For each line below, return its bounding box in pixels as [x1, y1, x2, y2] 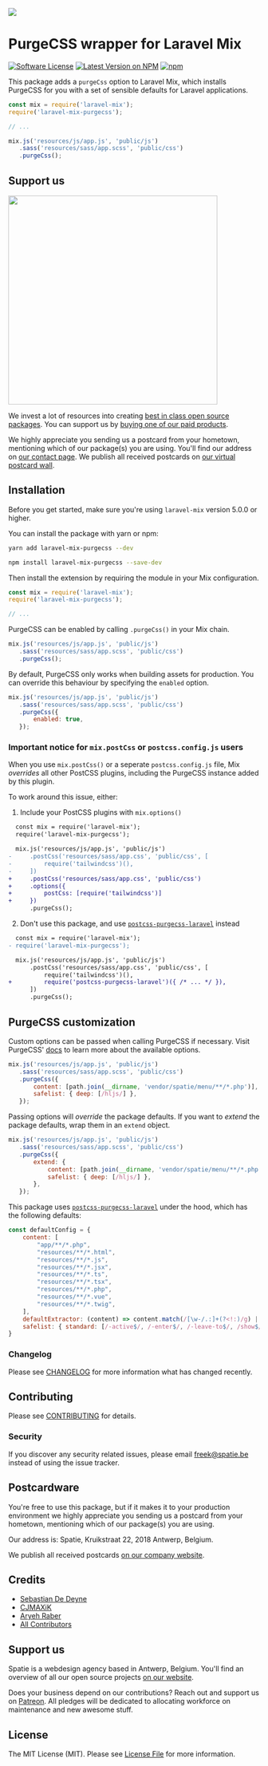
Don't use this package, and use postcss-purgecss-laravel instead [19, 919, 240, 929]
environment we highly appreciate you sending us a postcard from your [8, 1511, 243, 1520]
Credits [8, 1573, 46, 1586]
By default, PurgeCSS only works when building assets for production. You [8, 669, 254, 678]
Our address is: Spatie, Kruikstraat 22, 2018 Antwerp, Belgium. [8, 1535, 214, 1544]
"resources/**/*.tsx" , [37, 1278, 112, 1286]
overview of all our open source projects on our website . [8, 1673, 194, 1682]
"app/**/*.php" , [37, 1241, 91, 1249]
